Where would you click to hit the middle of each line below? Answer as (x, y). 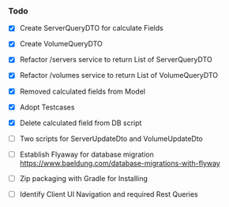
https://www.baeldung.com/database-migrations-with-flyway (120, 163)
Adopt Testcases (47, 107)
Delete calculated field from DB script (81, 123)
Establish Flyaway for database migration (86, 154)
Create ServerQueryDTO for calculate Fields (91, 28)
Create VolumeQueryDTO (61, 44)
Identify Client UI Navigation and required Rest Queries (109, 194)
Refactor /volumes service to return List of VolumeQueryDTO (119, 76)
